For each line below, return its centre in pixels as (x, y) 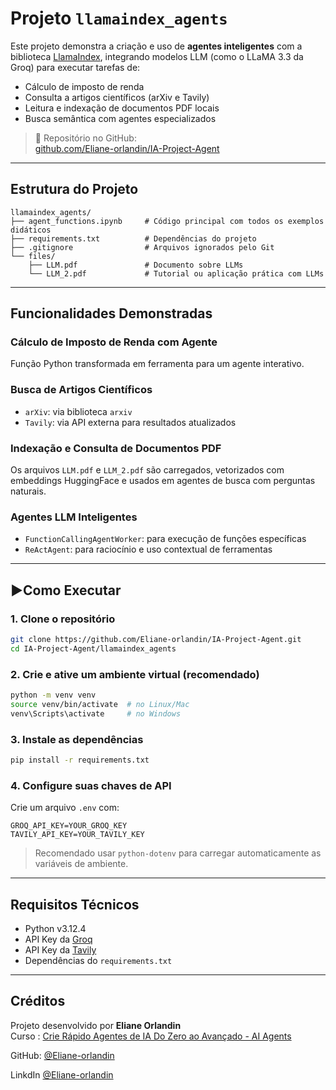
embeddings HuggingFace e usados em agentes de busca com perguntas (163, 481)
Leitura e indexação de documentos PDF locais (122, 108)
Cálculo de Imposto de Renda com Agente (114, 342)
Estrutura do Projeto (74, 189)
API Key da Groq (58, 939)
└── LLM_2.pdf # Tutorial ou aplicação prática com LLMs (176, 273)
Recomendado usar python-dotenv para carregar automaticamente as (178, 853)
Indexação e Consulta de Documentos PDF (116, 448)
